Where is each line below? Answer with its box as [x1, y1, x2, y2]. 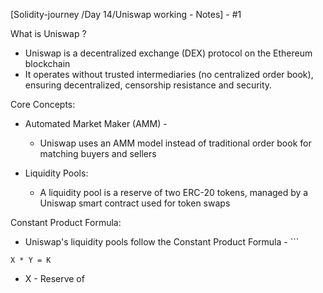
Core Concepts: [10, 99, 76, 110]
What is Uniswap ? [10, 28, 87, 39]
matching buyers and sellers [39, 148, 157, 159]
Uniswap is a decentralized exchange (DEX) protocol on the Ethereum [24, 47, 313, 59]
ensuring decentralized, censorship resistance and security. [24, 79, 273, 91]
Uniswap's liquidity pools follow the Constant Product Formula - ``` [24, 236, 300, 248]
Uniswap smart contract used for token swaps [39, 197, 231, 209]
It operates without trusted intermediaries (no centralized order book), [24, 69, 314, 80]
